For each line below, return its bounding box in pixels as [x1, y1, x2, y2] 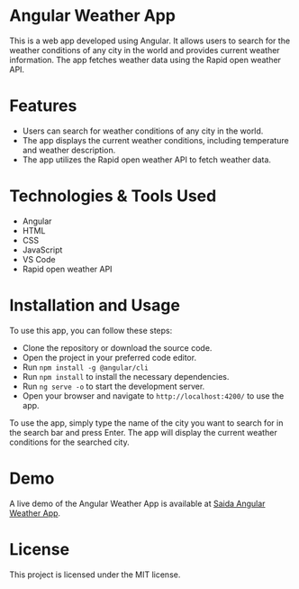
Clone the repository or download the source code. [22, 342, 213, 353]
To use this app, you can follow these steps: [9, 325, 173, 336]
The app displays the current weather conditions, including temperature [22, 134, 290, 145]
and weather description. [22, 144, 116, 155]
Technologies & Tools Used [9, 186, 217, 207]
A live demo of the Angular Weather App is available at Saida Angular [9, 498, 266, 509]
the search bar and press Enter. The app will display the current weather [9, 427, 277, 437]
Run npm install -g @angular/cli [22, 362, 149, 373]
